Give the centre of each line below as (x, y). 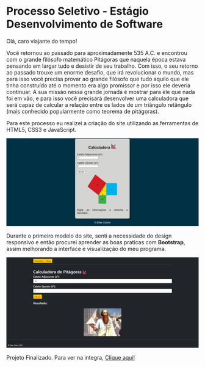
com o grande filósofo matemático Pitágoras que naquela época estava (96, 59)
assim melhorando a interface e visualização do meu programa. (86, 249)
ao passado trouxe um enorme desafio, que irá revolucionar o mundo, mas (100, 72)
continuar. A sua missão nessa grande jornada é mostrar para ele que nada (101, 92)
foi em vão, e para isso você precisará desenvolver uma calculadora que (98, 98)
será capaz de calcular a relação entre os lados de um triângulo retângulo (99, 104)
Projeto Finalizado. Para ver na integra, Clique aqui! (71, 358)
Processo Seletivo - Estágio (78, 11)
